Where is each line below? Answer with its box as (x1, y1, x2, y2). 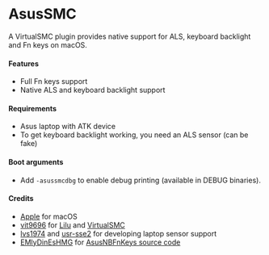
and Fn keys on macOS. (8, 40, 87, 49)
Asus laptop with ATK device (19, 122, 116, 132)
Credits (8, 194, 34, 203)
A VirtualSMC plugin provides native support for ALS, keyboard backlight (8, 31, 251, 41)
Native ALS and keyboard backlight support (19, 86, 166, 95)
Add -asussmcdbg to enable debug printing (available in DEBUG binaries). (19, 175, 261, 185)
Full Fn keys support (19, 77, 88, 86)
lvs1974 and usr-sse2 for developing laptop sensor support (19, 228, 217, 238)
